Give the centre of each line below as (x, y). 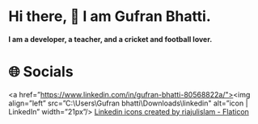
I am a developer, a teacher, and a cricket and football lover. (110, 39)
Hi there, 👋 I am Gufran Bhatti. (110, 17)
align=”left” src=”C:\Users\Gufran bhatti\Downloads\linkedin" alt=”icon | (128, 103)
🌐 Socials (41, 71)
